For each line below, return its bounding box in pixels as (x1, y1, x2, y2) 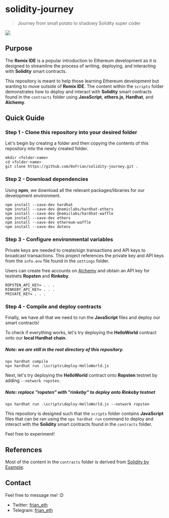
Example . (5, 464, 25, 470)
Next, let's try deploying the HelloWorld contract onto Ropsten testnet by (5, 372, 157, 378)
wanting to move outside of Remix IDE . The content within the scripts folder (5, 83, 164, 89)
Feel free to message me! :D (5, 492, 64, 498)
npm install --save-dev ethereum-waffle (5, 220, 92, 225)
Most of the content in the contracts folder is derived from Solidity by (5, 459, 149, 465)
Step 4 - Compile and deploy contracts (5, 303, 102, 310)
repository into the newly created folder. (5, 146, 89, 152)
